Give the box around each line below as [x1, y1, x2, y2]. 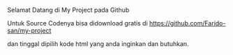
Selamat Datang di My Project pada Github [7, 6, 130, 14]
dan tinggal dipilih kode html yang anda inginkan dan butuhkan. [7, 40, 190, 47]
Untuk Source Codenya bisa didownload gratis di [7, 19, 148, 27]
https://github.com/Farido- [149, 19, 226, 27]
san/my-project [7, 27, 52, 34]
